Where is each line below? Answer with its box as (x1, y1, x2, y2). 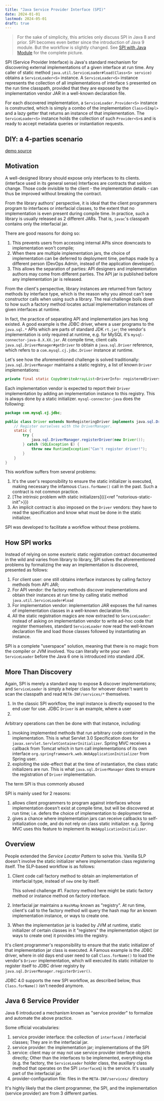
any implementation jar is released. (12, 276, 83, 282)
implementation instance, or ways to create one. (12, 913, 109, 919)
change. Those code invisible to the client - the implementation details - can (5, 185, 159, 191)
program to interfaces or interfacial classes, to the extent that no (5, 205, 135, 211)
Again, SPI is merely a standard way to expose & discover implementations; (5, 681, 157, 686)
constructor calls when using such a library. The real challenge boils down (5, 296, 155, 302)
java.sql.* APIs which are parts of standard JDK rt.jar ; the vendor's (5, 326, 146, 332)
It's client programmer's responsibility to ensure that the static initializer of (5, 942, 155, 948)
